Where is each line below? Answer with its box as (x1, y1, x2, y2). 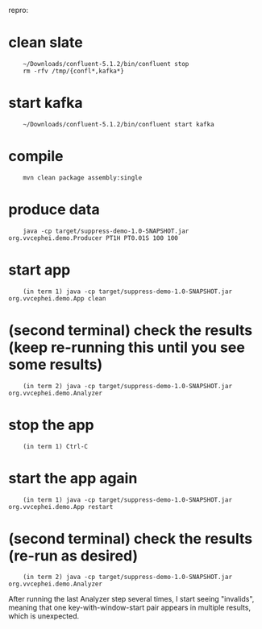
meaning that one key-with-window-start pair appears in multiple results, (8, 602, 252, 613)
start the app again (8, 469, 138, 487)
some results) (8, 355, 103, 374)
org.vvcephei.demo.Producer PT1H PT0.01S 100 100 (8, 234, 179, 242)
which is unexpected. (8, 611, 80, 621)
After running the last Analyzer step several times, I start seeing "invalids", (8, 594, 255, 604)
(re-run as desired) (8, 546, 139, 565)
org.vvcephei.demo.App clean (8, 294, 106, 303)
